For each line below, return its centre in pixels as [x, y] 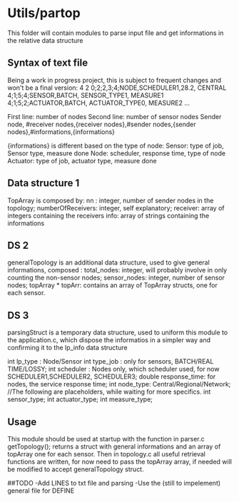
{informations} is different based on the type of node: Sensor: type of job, [116, 145]
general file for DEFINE [41, 491]
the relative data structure [45, 40]
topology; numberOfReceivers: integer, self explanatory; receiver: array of [116, 208]
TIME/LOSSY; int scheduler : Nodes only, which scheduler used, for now [113, 369]
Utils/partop [44, 13]
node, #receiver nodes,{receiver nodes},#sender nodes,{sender [102, 124]
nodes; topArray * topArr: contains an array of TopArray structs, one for [112, 285]
